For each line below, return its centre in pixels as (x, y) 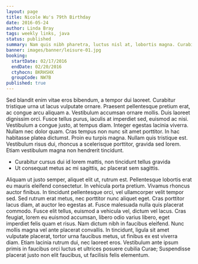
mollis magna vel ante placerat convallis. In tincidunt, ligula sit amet (88, 230)
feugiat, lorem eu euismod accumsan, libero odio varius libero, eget (88, 217)
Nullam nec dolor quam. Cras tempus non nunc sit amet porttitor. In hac (93, 131)
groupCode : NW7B (31, 78)
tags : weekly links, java (38, 34)
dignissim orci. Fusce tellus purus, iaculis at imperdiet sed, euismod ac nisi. (97, 119)
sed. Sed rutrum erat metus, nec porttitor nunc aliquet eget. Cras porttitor (95, 198)
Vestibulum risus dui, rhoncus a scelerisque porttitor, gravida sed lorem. (93, 144)
